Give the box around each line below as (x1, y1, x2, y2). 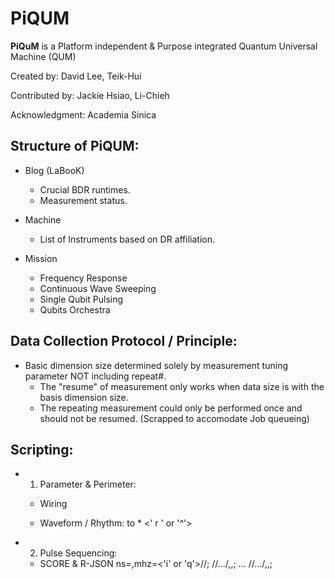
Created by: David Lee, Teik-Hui (10, 70, 142, 82)
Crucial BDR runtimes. (39, 183, 131, 196)
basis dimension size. (39, 391, 129, 403)
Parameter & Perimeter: (39, 478, 137, 491)
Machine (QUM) (10, 50, 77, 62)
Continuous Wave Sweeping (39, 282, 157, 294)
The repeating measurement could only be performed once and (39, 402, 303, 414)
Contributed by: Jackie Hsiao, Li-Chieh (10, 89, 170, 101)
